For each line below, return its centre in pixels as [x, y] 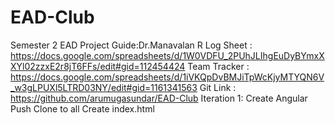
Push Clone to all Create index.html [82, 108]
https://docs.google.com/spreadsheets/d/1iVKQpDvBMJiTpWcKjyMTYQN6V [167, 77]
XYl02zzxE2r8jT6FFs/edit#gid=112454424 [98, 66]
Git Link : [218, 87]
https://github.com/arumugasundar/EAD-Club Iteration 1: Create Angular [159, 98]
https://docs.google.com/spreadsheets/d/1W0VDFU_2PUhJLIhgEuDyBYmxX [167, 55]
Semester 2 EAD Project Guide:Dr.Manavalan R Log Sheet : [131, 45]
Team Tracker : [218, 66]
